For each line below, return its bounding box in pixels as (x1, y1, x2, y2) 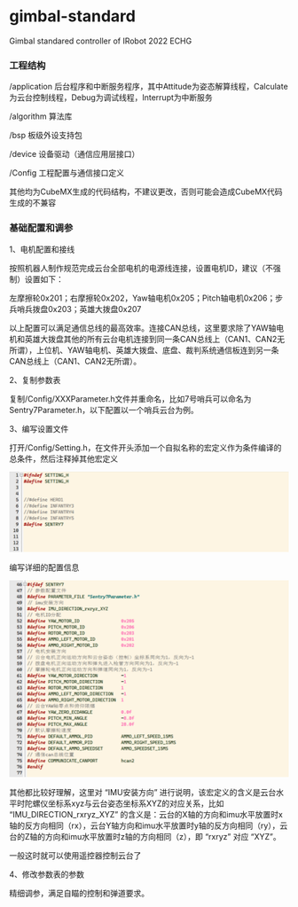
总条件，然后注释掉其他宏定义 (9, 453, 118, 464)
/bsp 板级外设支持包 (9, 130, 82, 141)
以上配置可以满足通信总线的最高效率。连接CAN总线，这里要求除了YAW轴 (9, 322, 277, 333)
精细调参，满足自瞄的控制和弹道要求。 (9, 888, 149, 899)
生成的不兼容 (9, 198, 56, 208)
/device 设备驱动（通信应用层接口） (9, 149, 140, 160)
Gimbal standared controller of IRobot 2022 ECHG (9, 35, 192, 46)
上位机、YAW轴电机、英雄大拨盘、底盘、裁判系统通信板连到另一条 (35, 344, 279, 356)
